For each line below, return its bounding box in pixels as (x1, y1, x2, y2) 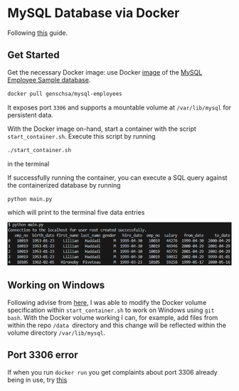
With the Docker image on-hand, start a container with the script (7, 124, 197, 133)
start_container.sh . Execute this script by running (7, 132, 156, 140)
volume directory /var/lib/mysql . (7, 328, 105, 337)
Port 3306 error (7, 349, 78, 361)
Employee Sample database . (7, 75, 91, 84)
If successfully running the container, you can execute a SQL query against (7, 173, 228, 182)
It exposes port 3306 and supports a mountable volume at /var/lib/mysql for (7, 103, 232, 112)
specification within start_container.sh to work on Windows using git (7, 306, 215, 314)
